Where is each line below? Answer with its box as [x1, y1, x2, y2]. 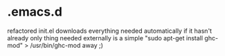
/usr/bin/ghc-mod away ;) [30, 41, 104, 49]
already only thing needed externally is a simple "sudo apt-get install [7, 33, 203, 42]
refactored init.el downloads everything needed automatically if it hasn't [7, 27, 213, 35]
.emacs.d [7, 4, 62, 20]
